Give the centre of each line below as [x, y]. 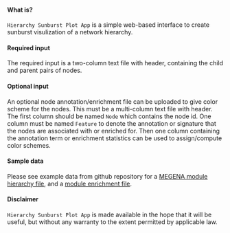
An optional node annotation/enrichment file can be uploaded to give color [113, 101]
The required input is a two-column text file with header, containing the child [115, 63]
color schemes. [29, 145]
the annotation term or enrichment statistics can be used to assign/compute [115, 138]
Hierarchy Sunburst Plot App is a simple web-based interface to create [108, 25]
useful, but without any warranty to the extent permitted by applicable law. [112, 222]
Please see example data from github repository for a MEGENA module [107, 176]
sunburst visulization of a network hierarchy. [70, 32]
